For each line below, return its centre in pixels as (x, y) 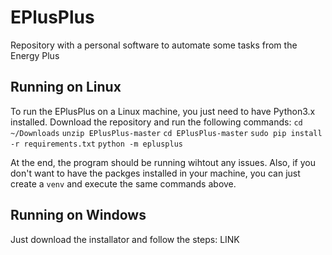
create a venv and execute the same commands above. (123, 183)
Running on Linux (66, 87)
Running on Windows (78, 215)
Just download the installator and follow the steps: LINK (125, 239)
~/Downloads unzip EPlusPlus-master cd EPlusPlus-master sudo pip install (166, 133)
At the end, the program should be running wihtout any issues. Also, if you (163, 162)
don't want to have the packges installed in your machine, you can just (155, 173)
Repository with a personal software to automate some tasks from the (154, 45)
